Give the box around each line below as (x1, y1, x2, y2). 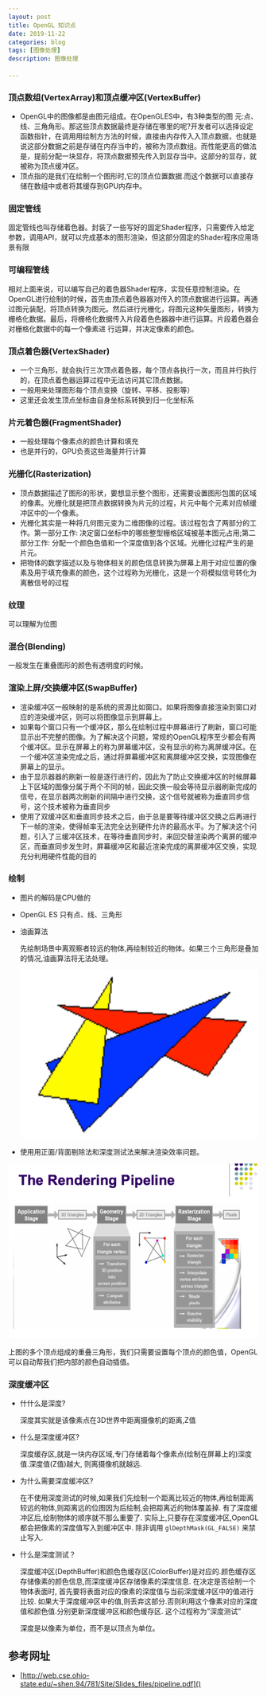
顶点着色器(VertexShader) (8, 346, 110, 357)
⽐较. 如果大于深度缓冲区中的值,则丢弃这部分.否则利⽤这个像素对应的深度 (19, 1596, 258, 1606)
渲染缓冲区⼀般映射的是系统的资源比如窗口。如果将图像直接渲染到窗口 (19, 701, 250, 712)
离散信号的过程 (19, 577, 69, 587)
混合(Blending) (8, 641, 66, 652)
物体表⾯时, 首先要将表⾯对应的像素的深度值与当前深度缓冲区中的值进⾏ (19, 1587, 254, 1596)
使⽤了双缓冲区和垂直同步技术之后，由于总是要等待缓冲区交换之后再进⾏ (19, 811, 257, 821)
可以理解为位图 (8, 619, 57, 628)
